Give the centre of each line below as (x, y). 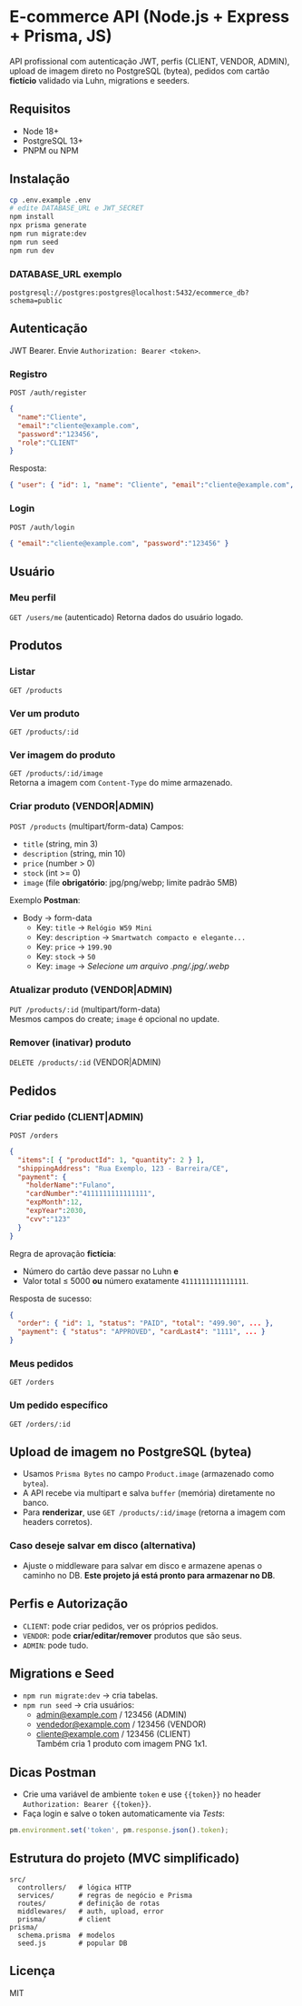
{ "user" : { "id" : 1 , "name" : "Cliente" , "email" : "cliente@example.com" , (152, 485)
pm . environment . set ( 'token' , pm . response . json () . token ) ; (119, 1830)
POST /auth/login (42, 527)
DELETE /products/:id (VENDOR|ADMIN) (85, 1062)
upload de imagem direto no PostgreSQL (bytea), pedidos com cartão (140, 71)
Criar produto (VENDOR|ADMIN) (82, 807)
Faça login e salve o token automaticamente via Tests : (123, 1814)
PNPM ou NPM (50, 150)
